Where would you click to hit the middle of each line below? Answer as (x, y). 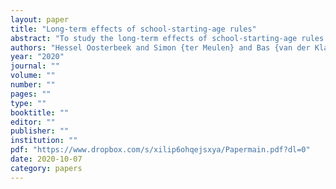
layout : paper (40, 19)
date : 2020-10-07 (46, 159)
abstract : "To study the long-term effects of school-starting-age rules (167, 38)
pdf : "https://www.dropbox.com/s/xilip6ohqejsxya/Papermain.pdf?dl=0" (160, 150)
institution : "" (44, 141)
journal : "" (35, 66)
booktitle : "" (40, 112)
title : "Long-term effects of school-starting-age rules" (133, 29)
